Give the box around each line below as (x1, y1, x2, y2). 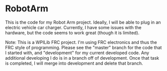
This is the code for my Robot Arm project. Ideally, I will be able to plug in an (5, 19, 161, 25)
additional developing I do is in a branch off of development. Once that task (5, 55, 160, 61)
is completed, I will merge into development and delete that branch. (5, 60, 143, 66)
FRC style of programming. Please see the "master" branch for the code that (5, 44, 162, 50)
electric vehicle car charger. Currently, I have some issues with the (5, 24, 142, 30)
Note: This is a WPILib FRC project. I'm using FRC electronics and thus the (5, 39, 158, 45)
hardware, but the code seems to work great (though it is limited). (5, 30, 140, 35)
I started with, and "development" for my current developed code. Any (5, 50, 150, 56)
